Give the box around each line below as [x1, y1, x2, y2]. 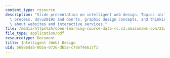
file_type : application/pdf [5, 31, 65, 36]
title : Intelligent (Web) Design [5, 40, 76, 45]
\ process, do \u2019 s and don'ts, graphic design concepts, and [10, 17, 148, 22]
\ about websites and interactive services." [10, 21, 108, 27]
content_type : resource [5, 7, 56, 13]
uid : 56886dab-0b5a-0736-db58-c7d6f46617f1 [5, 45, 99, 50]
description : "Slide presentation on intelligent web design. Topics [5, 12, 155, 17]
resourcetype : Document [5, 36, 56, 41]
